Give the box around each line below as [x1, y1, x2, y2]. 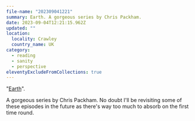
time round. [6, 109, 34, 116]
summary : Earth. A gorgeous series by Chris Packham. [6, 14, 142, 20]
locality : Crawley [11, 36, 57, 42]
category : [6, 47, 31, 53]
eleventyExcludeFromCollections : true [6, 69, 102, 75]
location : [6, 31, 31, 37]
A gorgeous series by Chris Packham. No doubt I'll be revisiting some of [6, 97, 182, 104]
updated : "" [6, 25, 36, 31]
